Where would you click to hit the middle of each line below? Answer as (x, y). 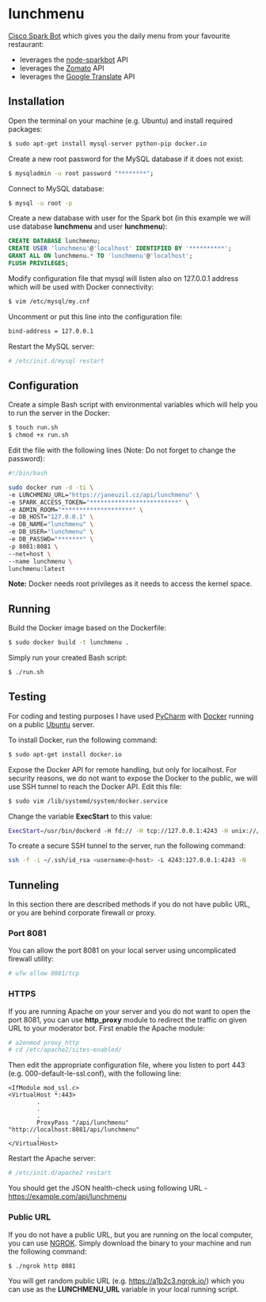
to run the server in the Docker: (59, 413)
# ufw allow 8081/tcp (44, 973)
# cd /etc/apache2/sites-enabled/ (65, 1050)
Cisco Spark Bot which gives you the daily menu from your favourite (120, 36)
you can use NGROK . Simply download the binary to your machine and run (130, 1242)
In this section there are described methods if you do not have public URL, (129, 904)
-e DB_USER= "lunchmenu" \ (51, 532)
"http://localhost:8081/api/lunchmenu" (74, 1130)
